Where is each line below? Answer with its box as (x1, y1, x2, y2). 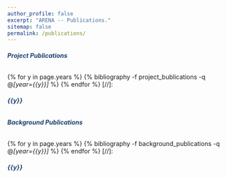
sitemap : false (7, 23, 52, 30)
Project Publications (7, 51, 68, 59)
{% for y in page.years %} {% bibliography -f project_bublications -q (7, 73, 206, 81)
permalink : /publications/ (7, 29, 86, 37)
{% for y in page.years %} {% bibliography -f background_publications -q (7, 140, 220, 148)
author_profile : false (7, 10, 74, 17)
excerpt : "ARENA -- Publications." (7, 17, 111, 24)
